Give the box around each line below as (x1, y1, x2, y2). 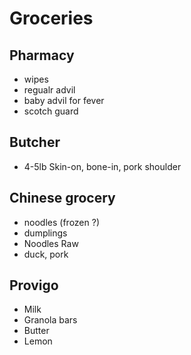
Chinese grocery (9, 190, 116, 207)
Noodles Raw (23, 237, 79, 249)
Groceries (9, 7, 94, 30)
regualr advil (23, 84, 76, 96)
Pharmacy (9, 47, 75, 64)
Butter (23, 325, 50, 337)
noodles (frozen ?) (23, 216, 100, 228)
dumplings (23, 227, 68, 239)
